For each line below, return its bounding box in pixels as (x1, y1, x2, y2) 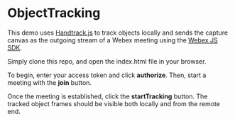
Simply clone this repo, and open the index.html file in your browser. (7, 57, 207, 65)
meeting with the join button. (7, 78, 92, 86)
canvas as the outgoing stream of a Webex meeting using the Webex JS (7, 35, 218, 44)
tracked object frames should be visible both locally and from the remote (7, 99, 220, 108)
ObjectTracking (7, 5, 101, 21)
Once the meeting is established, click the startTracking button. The (7, 92, 208, 100)
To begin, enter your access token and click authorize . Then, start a (7, 71, 207, 79)
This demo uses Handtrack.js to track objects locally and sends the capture (7, 28, 229, 37)
